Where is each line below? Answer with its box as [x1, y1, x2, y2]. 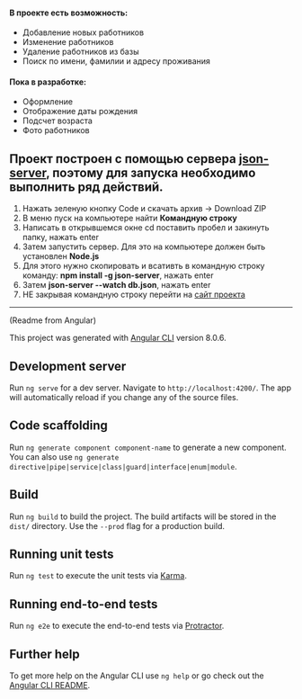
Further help [9, 646, 81, 661]
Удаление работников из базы [22, 46, 139, 58]
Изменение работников [22, 37, 114, 48]
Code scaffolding [9, 418, 108, 434]
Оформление [22, 96, 74, 107]
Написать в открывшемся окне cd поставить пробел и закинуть [22, 222, 270, 233]
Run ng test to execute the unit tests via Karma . [9, 570, 187, 581]
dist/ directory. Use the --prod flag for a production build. [9, 520, 225, 531]
